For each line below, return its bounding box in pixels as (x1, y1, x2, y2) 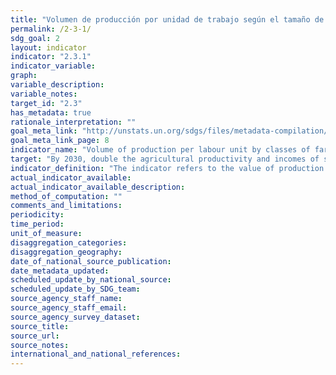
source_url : (10, 331, 60, 341)
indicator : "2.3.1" (10, 52, 92, 62)
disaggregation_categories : (10, 237, 128, 248)
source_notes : (10, 340, 70, 350)
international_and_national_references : (10, 349, 182, 360)
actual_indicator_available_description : (10, 182, 186, 192)
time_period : (10, 219, 65, 230)
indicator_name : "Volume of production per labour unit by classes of (10, 145, 311, 155)
